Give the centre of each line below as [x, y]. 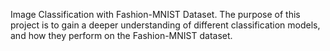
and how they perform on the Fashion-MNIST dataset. [121, 35]
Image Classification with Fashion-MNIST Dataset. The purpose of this [155, 14]
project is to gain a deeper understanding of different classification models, [165, 25]
